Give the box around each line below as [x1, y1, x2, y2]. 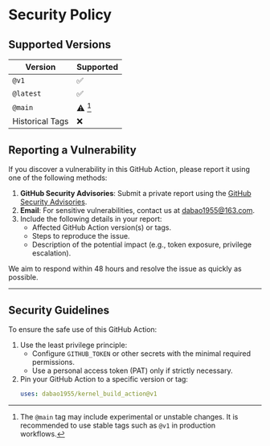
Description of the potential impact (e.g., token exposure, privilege [31, 239, 252, 250]
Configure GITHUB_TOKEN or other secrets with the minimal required [31, 348, 252, 358]
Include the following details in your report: [19, 215, 162, 224]
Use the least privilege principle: [19, 340, 128, 350]
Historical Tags [12, 116, 69, 127]
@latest [12, 89, 42, 98]
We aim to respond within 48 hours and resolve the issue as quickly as [8, 264, 243, 274]
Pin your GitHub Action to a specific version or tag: [19, 374, 189, 383]
